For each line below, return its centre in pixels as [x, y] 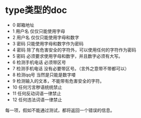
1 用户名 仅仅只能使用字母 [39, 31]
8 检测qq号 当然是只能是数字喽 [44, 75]
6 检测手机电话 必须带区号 [39, 62]
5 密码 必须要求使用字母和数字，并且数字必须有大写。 [67, 56]
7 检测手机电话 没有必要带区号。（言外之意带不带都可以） [71, 68]
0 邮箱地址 [23, 25]
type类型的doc [36, 10]
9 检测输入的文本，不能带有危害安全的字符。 [58, 81]
